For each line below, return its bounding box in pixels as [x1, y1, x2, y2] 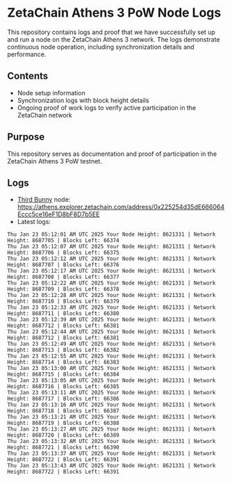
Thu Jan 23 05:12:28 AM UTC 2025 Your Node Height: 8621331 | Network [7, 292, 216, 299]
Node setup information [17, 88, 85, 97]
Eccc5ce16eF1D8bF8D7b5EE [17, 210, 100, 218]
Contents [7, 70, 49, 82]
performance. [7, 50, 47, 58]
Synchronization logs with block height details [17, 96, 149, 104]
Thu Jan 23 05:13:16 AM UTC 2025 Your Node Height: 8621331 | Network [7, 401, 216, 408]
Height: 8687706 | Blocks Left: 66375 [7, 249, 119, 257]
